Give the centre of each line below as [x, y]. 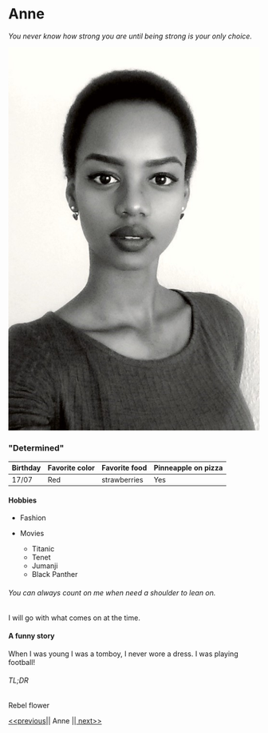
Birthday [26, 468]
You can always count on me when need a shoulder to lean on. [112, 592]
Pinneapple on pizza [188, 468]
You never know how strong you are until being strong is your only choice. [130, 36]
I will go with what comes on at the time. [75, 618]
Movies [32, 534]
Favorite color [71, 468]
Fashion [33, 518]
